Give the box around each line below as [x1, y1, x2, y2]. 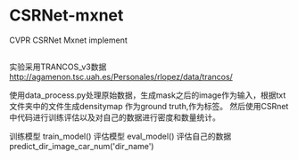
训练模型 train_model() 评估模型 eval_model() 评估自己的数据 [9, 131, 232, 142]
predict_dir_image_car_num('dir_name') [9, 141, 154, 152]
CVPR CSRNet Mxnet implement [9, 35, 128, 45]
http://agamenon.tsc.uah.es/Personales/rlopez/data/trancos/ [9, 72, 234, 83]
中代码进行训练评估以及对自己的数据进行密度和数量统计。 [9, 112, 220, 123]
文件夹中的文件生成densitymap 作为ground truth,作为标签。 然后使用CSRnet [9, 101, 289, 112]
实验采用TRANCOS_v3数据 [9, 61, 107, 72]
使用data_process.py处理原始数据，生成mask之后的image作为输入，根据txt [9, 90, 286, 100]
